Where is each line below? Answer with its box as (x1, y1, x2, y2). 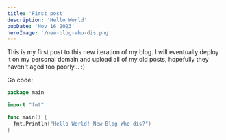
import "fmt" (7, 102, 45, 108)
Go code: (7, 76, 33, 84)
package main (7, 89, 45, 96)
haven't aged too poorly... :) (7, 62, 86, 71)
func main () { (7, 114, 48, 121)
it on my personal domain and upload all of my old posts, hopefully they (7, 56, 209, 64)
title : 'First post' (7, 10, 66, 17)
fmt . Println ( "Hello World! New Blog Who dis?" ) (13, 120, 152, 127)
